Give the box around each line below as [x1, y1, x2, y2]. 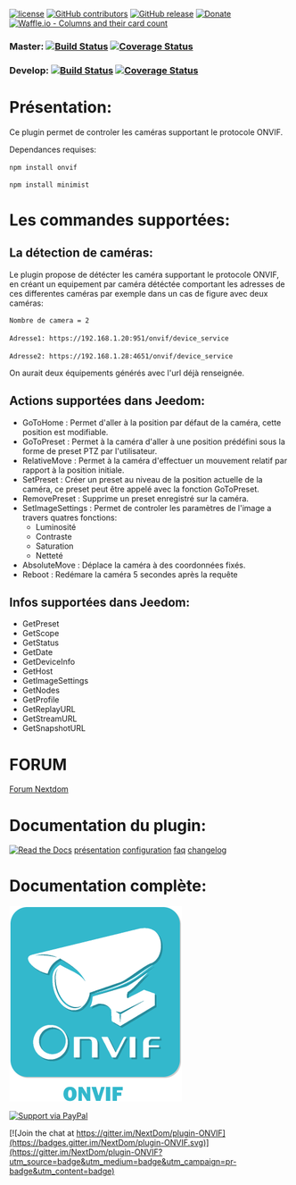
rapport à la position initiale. [21, 465, 125, 475]
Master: [9, 40, 45, 53]
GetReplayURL [21, 704, 76, 715]
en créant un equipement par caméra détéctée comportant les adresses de [9, 278, 285, 290]
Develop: [9, 63, 49, 76]
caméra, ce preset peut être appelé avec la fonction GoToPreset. [21, 483, 260, 494]
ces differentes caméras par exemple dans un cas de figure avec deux [9, 288, 268, 298]
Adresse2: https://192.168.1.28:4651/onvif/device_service [9, 351, 234, 361]
